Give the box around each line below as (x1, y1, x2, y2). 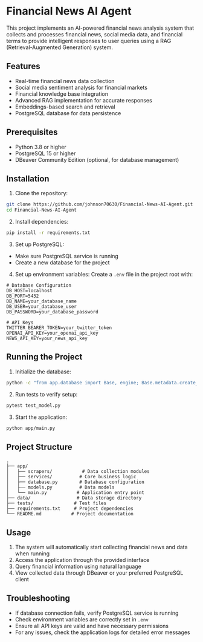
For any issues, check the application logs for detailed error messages (14, 629, 190, 636)
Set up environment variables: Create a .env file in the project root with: (14, 271, 193, 278)
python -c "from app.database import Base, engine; (6, 380, 139, 386)
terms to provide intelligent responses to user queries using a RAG (6, 37, 172, 44)
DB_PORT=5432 (6, 293, 39, 299)
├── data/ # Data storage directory (6, 495, 142, 501)
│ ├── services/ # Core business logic (6, 474, 137, 480)
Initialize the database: (14, 368, 71, 375)
